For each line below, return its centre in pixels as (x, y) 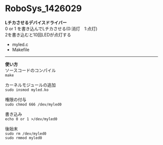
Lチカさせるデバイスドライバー (36, 22)
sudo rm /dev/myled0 (26, 134)
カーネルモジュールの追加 (31, 85)
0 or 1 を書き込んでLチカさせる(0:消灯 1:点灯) (51, 28)
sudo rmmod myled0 (24, 138)
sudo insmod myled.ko (27, 90)
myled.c (20, 44)
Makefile (21, 50)
